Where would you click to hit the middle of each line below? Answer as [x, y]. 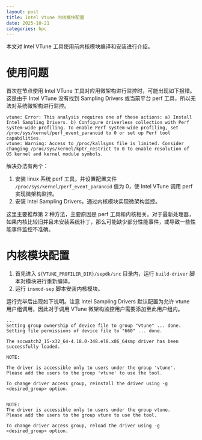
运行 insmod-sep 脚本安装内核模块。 [59, 289]
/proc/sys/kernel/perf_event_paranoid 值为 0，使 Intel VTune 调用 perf [104, 187]
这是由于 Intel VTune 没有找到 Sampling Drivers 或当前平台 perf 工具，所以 [98, 98]
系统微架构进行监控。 [43, 106]
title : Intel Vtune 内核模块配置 [45, 17]
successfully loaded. [33, 347]
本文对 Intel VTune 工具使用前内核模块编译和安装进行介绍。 [80, 46]
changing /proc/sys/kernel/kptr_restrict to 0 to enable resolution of [98, 149]
